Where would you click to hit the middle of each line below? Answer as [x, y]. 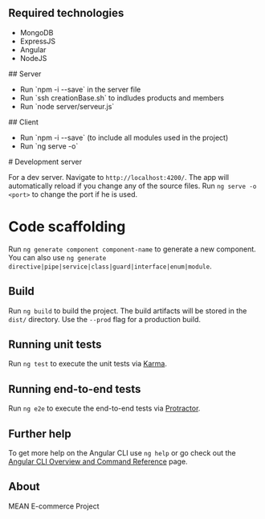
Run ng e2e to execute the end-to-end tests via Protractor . [104, 408]
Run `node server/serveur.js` [67, 106]
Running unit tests [55, 344]
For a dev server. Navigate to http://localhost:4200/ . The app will [119, 177]
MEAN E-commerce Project [54, 506]
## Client [23, 122]
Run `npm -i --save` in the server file [80, 89]
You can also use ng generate [57, 257]
